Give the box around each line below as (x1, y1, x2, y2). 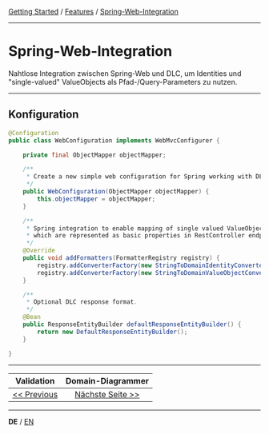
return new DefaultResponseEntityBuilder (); (37, 328, 188, 336)
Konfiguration (8, 108, 79, 121)
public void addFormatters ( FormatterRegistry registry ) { (22, 254, 220, 262)
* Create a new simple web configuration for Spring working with (26, 173, 252, 181)
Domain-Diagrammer (65, 375, 150, 386)
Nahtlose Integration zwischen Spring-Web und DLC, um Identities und (8, 68, 242, 78)
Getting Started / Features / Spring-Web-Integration (8, 7, 179, 16)
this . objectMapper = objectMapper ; (37, 195, 156, 203)
